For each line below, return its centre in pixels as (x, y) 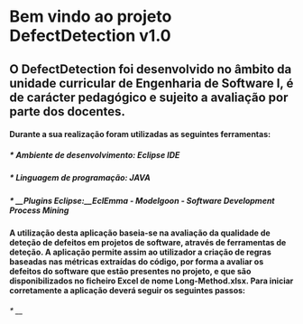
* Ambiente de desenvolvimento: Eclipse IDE (95, 154)
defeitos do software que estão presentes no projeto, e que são (130, 271)
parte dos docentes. (68, 111)
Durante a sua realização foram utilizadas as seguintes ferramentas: (140, 134)
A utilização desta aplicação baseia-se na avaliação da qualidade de (140, 233)
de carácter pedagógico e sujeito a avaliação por (149, 97)
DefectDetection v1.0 (90, 36)
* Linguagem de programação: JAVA (80, 178)
